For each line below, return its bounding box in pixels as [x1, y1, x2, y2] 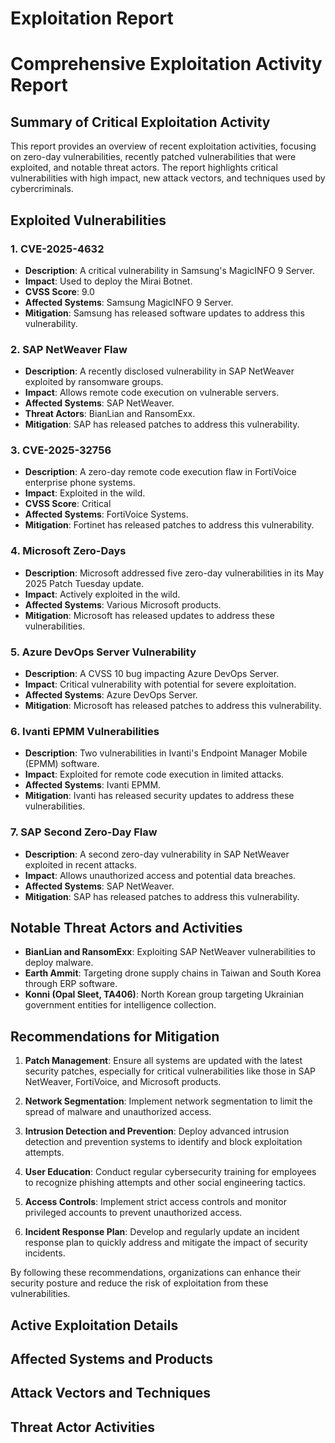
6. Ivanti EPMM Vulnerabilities [10, 724, 160, 738]
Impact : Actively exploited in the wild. [24, 588, 181, 600]
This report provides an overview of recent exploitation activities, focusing [10, 140, 317, 152]
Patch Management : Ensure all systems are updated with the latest [24, 1055, 303, 1067]
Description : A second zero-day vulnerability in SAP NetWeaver [24, 848, 290, 860]
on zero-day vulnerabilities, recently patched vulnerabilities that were [10, 151, 297, 163]
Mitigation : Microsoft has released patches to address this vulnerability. [24, 700, 322, 712]
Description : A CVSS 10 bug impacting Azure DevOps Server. [24, 668, 280, 680]
